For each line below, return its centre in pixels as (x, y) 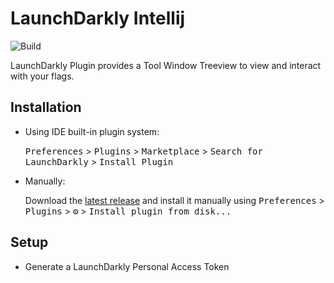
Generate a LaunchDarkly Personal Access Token (127, 266)
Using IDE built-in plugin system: (92, 131)
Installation (46, 107)
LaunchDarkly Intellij (98, 18)
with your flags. (42, 76)
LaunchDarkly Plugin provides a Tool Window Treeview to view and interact (166, 65)
